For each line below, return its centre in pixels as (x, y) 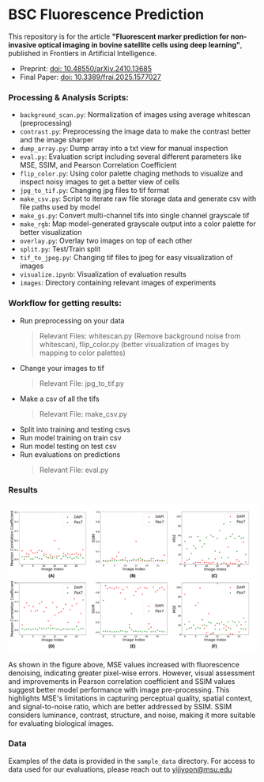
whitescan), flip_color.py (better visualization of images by (134, 344)
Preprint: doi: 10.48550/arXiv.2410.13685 (86, 68)
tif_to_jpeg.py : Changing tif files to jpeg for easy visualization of (126, 258)
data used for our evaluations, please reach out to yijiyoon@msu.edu (120, 769)
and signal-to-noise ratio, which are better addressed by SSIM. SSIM (120, 706)
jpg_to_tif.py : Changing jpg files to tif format (94, 191)
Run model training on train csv (70, 437)
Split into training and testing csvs (75, 429)
